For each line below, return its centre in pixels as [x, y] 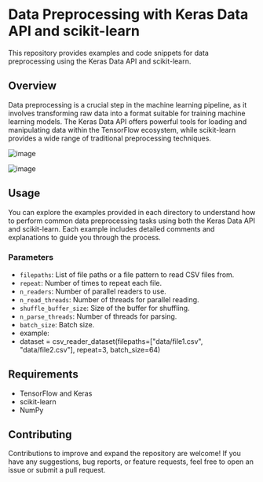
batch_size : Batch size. [57, 324]
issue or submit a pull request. [57, 470]
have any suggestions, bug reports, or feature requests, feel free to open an [131, 462]
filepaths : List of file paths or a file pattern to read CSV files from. [127, 274]
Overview [33, 86]
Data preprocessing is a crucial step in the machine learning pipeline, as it [128, 104]
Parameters [31, 257]
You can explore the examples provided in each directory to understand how [132, 212]
